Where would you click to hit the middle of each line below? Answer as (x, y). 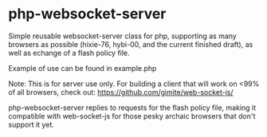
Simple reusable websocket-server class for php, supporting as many (122, 36)
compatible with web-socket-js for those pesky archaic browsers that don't (132, 115)
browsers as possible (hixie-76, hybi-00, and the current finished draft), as (131, 44)
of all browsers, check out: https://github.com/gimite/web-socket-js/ (121, 92)
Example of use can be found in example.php (82, 68)
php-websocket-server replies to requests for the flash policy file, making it (132, 108)
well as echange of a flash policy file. (69, 53)
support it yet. (31, 124)
